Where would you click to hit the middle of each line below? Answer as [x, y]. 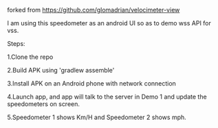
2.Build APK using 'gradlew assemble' [61, 70]
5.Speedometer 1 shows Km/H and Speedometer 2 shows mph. [97, 117]
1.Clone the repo [30, 57]
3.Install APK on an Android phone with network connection [92, 84]
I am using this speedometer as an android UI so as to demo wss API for [109, 23]
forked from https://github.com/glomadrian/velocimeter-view [94, 10]
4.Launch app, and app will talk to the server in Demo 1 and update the [107, 97]
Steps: [16, 43]
